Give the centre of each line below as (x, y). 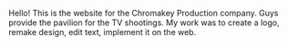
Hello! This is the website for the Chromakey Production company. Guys (144, 13)
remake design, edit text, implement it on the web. (103, 32)
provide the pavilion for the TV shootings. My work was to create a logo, (144, 23)
